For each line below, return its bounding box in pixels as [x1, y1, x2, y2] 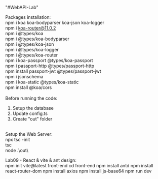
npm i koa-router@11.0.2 [5, 25, 56, 31]
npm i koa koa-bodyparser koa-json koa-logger [5, 20, 105, 25]
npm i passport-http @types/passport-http [5, 63, 95, 69]
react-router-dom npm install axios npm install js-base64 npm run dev [5, 168, 152, 174]
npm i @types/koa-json [5, 41, 54, 47]
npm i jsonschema [5, 74, 44, 79]
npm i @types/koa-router [5, 52, 58, 58]
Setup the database [12, 105, 54, 111]
